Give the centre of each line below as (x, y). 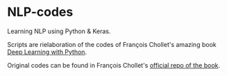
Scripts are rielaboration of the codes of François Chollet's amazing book (112, 44)
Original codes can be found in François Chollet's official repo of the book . (114, 65)
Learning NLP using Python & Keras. (59, 31)
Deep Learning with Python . (47, 52)
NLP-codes (40, 12)
